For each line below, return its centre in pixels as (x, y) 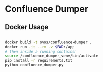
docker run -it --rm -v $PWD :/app (40, 47)
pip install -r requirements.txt (39, 60)
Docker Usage (27, 27)
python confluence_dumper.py (34, 65)
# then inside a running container (41, 51)
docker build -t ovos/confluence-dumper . (48, 42)
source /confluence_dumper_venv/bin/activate (51, 56)
